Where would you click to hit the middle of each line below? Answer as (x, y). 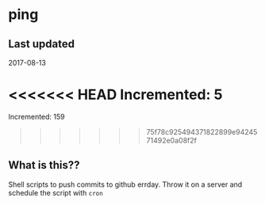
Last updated (42, 44)
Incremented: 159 (36, 116)
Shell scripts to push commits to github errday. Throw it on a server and (125, 184)
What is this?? (44, 165)
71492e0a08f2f (171, 140)
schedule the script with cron (56, 192)
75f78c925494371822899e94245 (202, 131)
